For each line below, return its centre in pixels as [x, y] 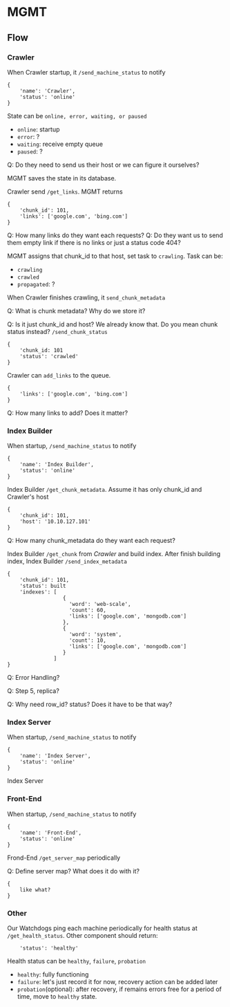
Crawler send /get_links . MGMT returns [65, 192]
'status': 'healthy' [49, 948]
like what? [35, 889]
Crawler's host [28, 497]
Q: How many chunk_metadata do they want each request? [92, 541]
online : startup [38, 129]
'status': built [43, 586]
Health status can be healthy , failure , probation [77, 961]
